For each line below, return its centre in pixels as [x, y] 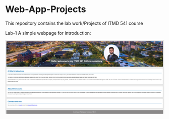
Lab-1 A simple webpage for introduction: [48, 33]
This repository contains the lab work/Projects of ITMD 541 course [74, 23]
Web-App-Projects [46, 9]
